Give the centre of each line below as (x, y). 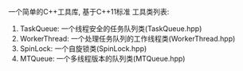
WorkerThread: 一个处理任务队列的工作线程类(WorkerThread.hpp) (127, 39)
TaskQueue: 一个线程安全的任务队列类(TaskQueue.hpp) (111, 29)
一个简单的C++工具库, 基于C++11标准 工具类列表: (89, 12)
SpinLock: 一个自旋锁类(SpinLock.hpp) (83, 49)
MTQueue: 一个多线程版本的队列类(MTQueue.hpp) (102, 59)
